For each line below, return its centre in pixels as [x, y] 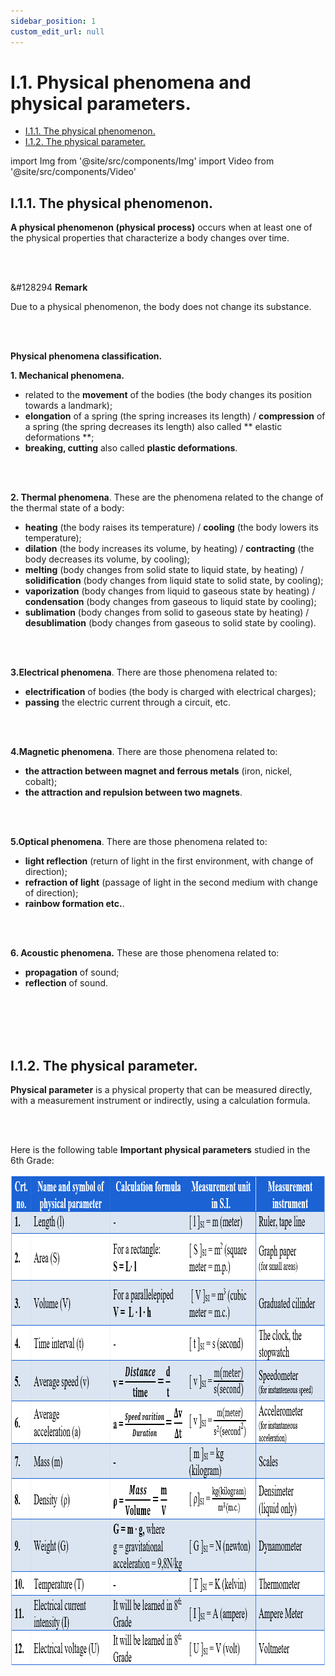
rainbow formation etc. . [74, 904]
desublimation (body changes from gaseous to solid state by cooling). [170, 623]
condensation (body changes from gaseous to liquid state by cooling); [170, 602]
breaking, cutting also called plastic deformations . [131, 448]
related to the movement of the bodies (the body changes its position [168, 395]
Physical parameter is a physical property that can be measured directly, [161, 1090]
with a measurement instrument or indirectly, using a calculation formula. [160, 1101]
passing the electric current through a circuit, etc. [128, 702]
